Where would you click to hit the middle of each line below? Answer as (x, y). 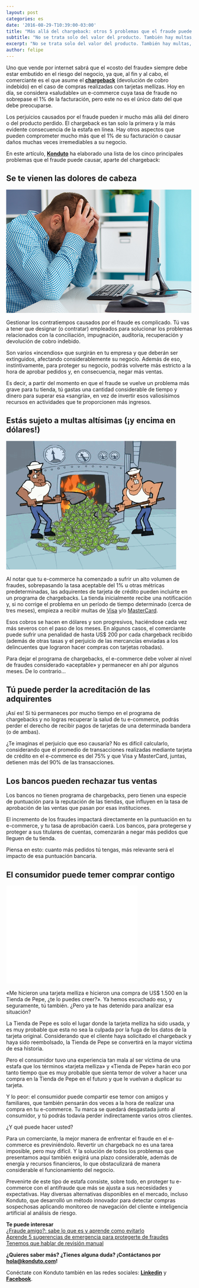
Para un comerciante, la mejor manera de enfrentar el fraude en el (87, 1138)
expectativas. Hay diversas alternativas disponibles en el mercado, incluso (97, 1194)
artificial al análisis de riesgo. (41, 1213)
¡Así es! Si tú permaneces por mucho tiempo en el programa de (84, 713)
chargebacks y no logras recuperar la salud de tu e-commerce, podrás (93, 719)
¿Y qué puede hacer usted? (40, 1127)
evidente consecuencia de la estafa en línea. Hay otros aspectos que (90, 129)
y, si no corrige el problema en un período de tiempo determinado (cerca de (99, 604)
